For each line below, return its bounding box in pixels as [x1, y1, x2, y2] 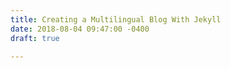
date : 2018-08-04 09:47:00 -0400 [10, 24, 150, 34]
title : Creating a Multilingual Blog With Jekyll [10, 14, 222, 25]
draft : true [10, 33, 60, 43]
